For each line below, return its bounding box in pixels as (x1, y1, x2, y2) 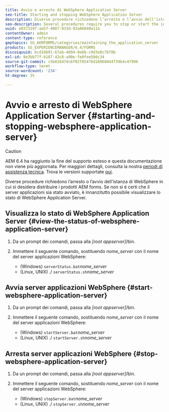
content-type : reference (5, 36, 57, 41)
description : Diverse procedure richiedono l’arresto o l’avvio (5, 17, 143, 22)
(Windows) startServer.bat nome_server (20, 329, 105, 336)
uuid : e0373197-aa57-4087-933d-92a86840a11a (5, 26, 100, 31)
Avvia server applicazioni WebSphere (5, 283, 126, 292)
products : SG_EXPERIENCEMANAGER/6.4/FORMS (5, 45, 96, 50)
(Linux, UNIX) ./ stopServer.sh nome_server (20, 401, 110, 407)
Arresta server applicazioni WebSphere (5, 349, 132, 358)
